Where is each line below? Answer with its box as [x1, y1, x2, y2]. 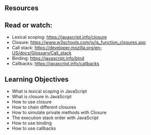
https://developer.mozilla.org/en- [34, 45, 102, 51]
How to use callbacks [11, 126, 56, 132]
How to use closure [11, 99, 52, 105]
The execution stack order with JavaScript [11, 115, 99, 121]
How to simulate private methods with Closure [11, 110, 107, 116]
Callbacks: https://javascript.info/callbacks [11, 61, 100, 67]
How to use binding [11, 120, 52, 126]
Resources [4, 4, 39, 12]
